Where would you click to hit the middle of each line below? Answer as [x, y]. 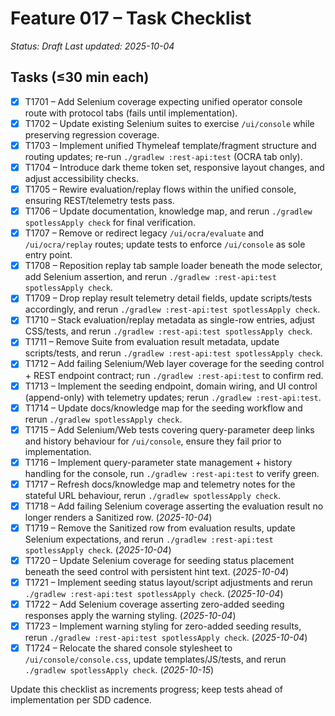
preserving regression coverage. [92, 134]
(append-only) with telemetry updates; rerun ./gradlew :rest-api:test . [173, 397]
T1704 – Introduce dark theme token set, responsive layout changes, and [174, 167]
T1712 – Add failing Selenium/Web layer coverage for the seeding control [174, 364]
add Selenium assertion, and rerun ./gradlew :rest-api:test [150, 277]
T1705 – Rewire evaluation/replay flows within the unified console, [160, 189]
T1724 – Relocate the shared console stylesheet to [128, 648]
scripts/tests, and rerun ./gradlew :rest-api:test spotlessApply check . [173, 353]
